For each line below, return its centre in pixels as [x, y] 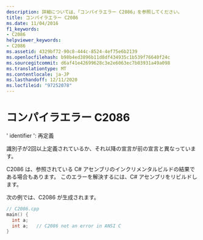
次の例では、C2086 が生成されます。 [53, 197]
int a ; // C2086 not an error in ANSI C [66, 226]
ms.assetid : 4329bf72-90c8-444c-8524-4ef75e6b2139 [72, 52]
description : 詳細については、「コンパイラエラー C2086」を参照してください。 [94, 12]
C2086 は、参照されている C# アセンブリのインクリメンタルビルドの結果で [101, 169]
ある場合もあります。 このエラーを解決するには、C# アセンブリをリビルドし [102, 177]
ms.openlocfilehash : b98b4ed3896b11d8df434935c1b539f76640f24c [88, 57]
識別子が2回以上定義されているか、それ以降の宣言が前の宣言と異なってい [98, 148]
